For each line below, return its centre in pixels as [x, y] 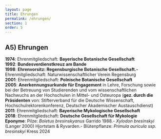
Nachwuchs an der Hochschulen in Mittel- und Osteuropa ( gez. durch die [79, 95]
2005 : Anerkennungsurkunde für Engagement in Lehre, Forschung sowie [80, 85]
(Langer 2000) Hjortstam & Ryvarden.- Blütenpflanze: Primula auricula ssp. [81, 126]
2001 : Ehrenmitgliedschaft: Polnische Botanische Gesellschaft [69, 79]
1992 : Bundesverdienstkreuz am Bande [46, 64]
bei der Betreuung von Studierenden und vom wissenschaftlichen [71, 90]
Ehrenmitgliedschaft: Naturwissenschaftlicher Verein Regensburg [70, 74]
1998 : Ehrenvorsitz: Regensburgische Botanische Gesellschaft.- [72, 69]
